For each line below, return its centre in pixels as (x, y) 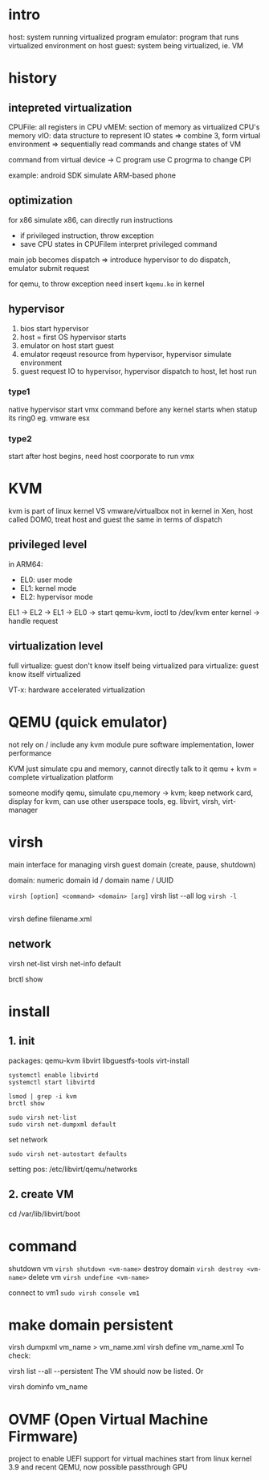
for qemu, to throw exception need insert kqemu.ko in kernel (106, 284)
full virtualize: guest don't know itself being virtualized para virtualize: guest (134, 666)
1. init (22, 1041)
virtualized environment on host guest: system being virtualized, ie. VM (126, 45)
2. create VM (41, 1194)
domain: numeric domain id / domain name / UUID (91, 880)
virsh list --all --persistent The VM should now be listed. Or (106, 1371)
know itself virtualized (45, 674)
